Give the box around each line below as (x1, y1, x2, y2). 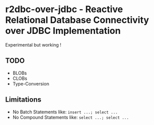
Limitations (5, 95, 42, 104)
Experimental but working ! (5, 41, 62, 48)
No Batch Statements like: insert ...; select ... (12, 109, 118, 115)
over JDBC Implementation (5, 25, 121, 36)
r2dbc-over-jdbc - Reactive (5, 4, 123, 15)
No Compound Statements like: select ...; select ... (12, 114, 129, 120)
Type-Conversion (12, 80, 50, 87)
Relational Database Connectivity (5, 14, 149, 26)
